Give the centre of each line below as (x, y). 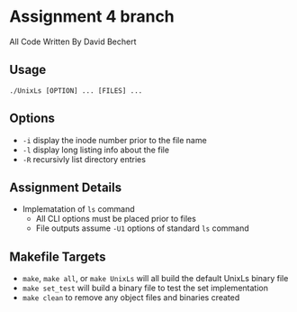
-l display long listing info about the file (95, 150)
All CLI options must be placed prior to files (116, 219)
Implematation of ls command (78, 209)
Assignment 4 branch (92, 17)
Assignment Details (66, 187)
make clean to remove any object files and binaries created (131, 298)
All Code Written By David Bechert (73, 41)
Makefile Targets (58, 257)
